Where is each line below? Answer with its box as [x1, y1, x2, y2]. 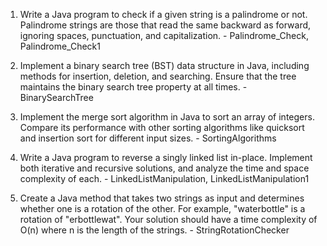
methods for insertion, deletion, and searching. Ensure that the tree [19, 70, 297, 82]
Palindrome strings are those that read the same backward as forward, [19, 19, 312, 31]
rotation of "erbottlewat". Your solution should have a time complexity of [19, 214, 318, 225]
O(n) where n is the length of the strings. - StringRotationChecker [19, 224, 290, 236]
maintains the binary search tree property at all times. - [19, 81, 248, 93]
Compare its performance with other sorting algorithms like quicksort [19, 122, 305, 133]
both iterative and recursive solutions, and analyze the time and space [19, 162, 310, 174]
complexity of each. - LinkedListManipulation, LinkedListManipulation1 [19, 173, 310, 184]
